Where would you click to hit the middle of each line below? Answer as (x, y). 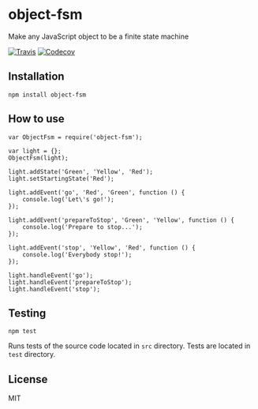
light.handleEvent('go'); (50, 275)
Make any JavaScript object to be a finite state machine (99, 36)
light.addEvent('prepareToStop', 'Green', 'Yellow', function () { (122, 220)
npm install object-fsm (47, 95)
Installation (36, 77)
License (28, 379)
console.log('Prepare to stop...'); (83, 227)
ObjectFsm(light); (38, 158)
